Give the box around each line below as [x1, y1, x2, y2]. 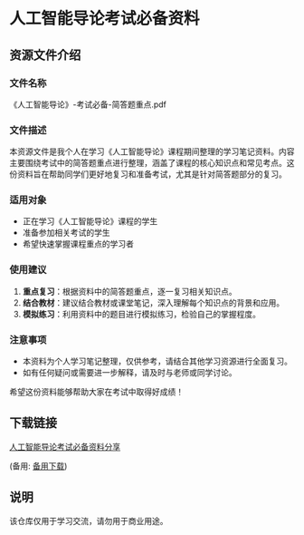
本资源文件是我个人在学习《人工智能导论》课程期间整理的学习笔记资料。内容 [9, 146, 295, 157]
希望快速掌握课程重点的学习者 [22, 238, 134, 249]
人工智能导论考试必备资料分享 [9, 441, 120, 452]
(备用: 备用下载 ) [9, 460, 68, 472]
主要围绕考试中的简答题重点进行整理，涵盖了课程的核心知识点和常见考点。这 [9, 158, 295, 169]
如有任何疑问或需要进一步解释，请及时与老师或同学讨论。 [22, 367, 237, 378]
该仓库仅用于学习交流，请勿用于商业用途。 [9, 515, 168, 526]
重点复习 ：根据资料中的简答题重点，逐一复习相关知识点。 [22, 286, 237, 297]
